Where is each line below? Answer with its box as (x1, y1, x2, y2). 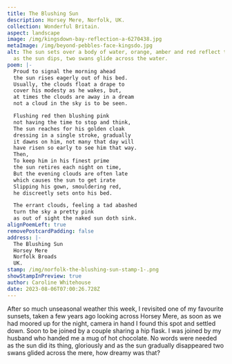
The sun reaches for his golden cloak (13, 125, 126, 132)
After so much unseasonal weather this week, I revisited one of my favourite (7, 305, 224, 313)
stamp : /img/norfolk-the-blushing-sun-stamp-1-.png (7, 267, 159, 274)
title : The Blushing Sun (7, 10, 79, 17)
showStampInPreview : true (7, 273, 81, 280)
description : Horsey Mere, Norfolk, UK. (7, 17, 126, 23)
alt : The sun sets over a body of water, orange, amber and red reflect (7, 49, 221, 56)
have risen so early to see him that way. (13, 144, 137, 152)
